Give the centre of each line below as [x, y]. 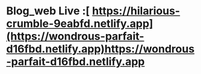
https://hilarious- [136, 11]
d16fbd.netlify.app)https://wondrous [100, 49]
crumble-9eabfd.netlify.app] [80, 24]
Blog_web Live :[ [48, 11]
